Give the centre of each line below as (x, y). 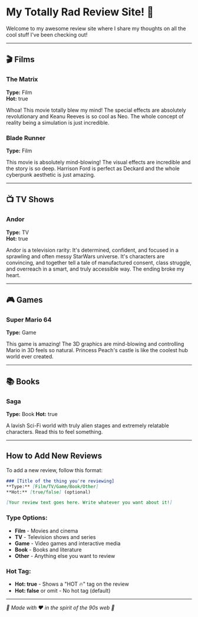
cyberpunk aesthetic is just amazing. (51, 174)
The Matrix (22, 79)
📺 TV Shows (30, 199)
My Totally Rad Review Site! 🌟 (80, 12)
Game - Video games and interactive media (67, 543)
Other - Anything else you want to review (65, 556)
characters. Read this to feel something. (55, 431)
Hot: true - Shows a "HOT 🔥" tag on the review (72, 584)
